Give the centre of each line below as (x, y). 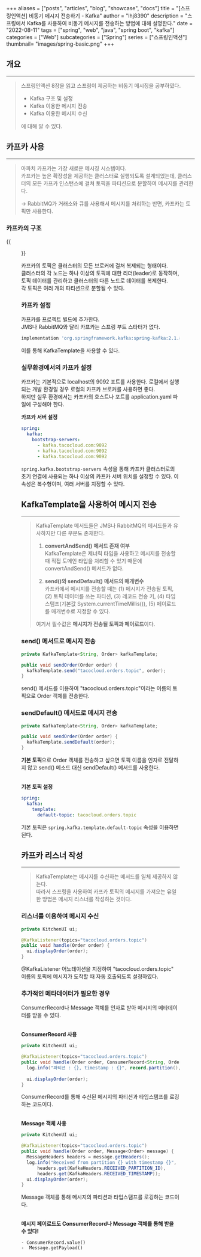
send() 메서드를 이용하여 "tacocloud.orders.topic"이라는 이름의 (96, 688)
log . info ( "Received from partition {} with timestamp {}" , (102, 1162)
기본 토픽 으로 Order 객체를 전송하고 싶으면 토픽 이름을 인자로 (92, 760)
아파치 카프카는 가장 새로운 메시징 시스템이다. (74, 168)
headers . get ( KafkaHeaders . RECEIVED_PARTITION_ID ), (101, 1168)
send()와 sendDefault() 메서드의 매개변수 (94, 581)
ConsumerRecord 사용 (49, 1035)
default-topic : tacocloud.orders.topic (86, 815)
